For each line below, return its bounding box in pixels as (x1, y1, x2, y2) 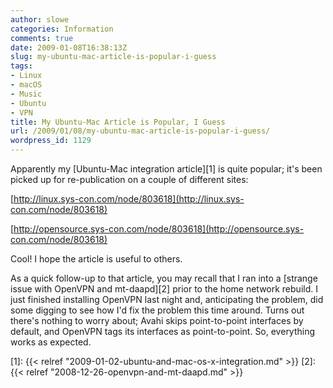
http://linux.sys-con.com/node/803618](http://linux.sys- (13, 193, 245, 205)
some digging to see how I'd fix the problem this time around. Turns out (10, 304, 305, 316)
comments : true (10, 33, 74, 43)
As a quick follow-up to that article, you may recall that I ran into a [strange (10, 272, 318, 284)
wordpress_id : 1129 (10, 136, 92, 146)
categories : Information (10, 24, 114, 34)
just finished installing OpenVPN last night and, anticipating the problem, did (10, 294, 324, 305)
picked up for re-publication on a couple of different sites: (10, 174, 249, 185)
